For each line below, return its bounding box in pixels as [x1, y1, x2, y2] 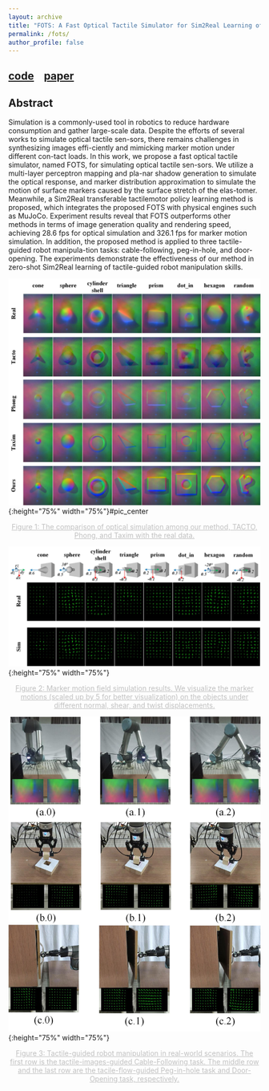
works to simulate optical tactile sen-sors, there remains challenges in [8, 135, 239, 144]
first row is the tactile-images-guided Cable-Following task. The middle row [10, 1057, 259, 1067]
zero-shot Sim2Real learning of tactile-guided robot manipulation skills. [8, 262, 243, 272]
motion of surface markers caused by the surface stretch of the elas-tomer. [8, 185, 258, 196]
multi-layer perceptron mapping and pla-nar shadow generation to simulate [8, 168, 257, 178]
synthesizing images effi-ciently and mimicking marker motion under [8, 143, 235, 152]
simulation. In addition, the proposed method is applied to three [8, 237, 218, 246]
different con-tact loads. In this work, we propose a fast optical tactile [8, 152, 239, 161]
